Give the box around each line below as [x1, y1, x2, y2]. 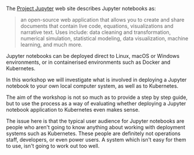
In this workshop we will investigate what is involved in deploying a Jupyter [6, 76, 187, 83]
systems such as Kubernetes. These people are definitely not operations [6, 130, 181, 137]
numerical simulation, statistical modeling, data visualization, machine [20, 35, 189, 42]
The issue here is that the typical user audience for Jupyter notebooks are [6, 118, 185, 125]
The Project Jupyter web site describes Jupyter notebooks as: [6, 5, 156, 12]
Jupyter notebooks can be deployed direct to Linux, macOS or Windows [6, 53, 180, 59]
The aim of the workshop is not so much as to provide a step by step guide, [6, 94, 188, 101]
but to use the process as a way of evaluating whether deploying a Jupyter [6, 100, 186, 107]
